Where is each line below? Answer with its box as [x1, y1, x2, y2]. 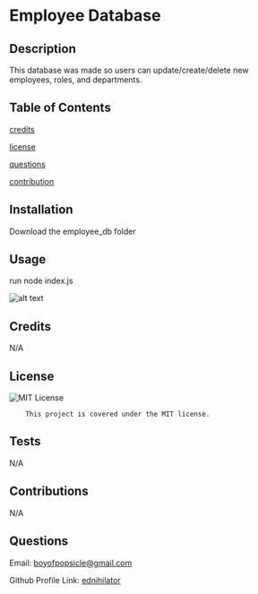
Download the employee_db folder [9, 226, 136, 237]
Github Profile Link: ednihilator [9, 574, 121, 585]
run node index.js [9, 275, 73, 287]
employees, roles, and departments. [9, 74, 142, 85]
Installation [9, 202, 73, 218]
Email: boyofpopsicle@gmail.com [9, 557, 133, 568]
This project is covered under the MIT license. [25, 409, 211, 419]
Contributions [9, 484, 89, 499]
